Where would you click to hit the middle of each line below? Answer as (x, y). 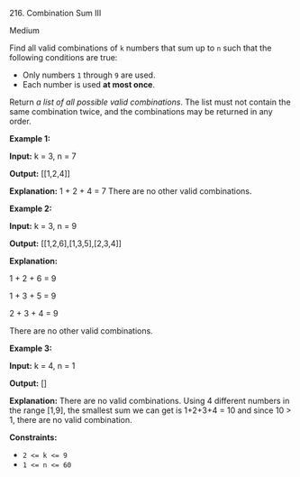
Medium (25, 30)
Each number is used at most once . (89, 84)
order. (20, 121)
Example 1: (30, 138)
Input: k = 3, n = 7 (43, 156)
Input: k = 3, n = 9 (43, 226)
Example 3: (31, 348)
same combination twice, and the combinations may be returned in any (141, 111)
